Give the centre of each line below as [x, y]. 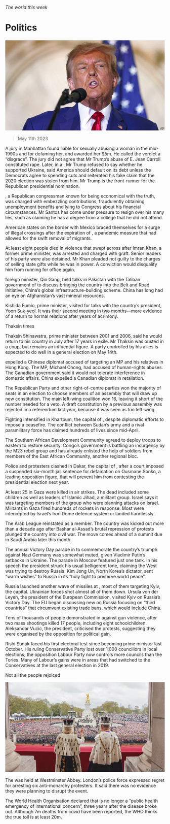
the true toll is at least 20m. [34, 817]
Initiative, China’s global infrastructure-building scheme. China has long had [84, 290]
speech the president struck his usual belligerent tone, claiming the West [81, 566]
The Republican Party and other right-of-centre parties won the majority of [83, 388]
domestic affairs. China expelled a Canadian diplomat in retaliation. [75, 378]
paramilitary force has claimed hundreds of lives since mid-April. [73, 430]
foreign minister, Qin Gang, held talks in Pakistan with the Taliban [73, 279]
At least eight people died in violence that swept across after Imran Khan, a [83, 248]
